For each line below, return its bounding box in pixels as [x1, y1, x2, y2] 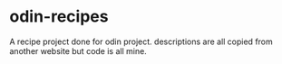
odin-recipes [9, 6, 109, 27]
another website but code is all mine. [9, 45, 147, 56]
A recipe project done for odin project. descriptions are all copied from [9, 36, 274, 47]
